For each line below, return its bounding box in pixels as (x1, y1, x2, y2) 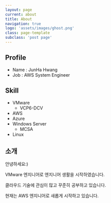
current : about (5, 12, 37, 17)
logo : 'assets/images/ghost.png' (5, 26, 75, 31)
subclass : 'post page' (5, 35, 52, 40)
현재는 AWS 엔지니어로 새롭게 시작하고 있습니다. (5, 193, 99, 199)
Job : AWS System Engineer (12, 72, 70, 78)
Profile (5, 53, 26, 62)
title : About (5, 16, 32, 21)
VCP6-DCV (19, 105, 43, 111)
